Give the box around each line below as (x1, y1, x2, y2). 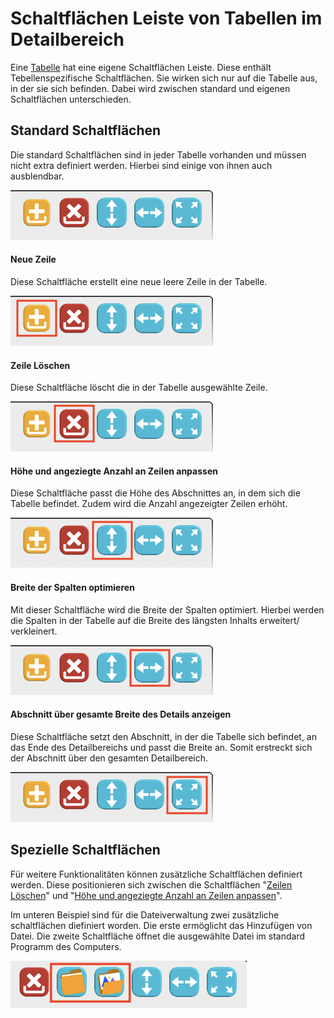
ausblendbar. (10, 170, 65, 182)
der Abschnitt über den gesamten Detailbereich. (10, 752, 209, 764)
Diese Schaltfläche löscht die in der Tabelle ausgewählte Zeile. (10, 382, 268, 394)
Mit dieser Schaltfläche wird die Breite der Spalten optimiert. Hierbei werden (10, 603, 325, 616)
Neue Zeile (10, 253, 57, 266)
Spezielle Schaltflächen (10, 842, 161, 859)
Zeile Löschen (10, 359, 71, 371)
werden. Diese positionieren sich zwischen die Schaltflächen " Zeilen (10, 878, 293, 891)
